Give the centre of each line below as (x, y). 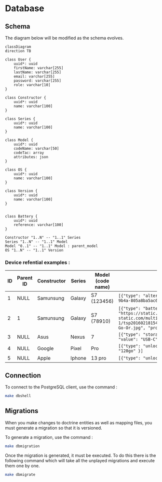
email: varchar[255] (34, 77)
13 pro (99, 358)
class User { (18, 60)
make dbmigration (22, 446)
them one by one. (22, 466)
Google (45, 348)
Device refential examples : (38, 262)
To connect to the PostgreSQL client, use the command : (61, 387)
